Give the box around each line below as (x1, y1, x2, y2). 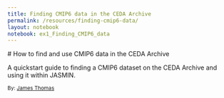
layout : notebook (7, 23, 59, 31)
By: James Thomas (7, 85, 55, 92)
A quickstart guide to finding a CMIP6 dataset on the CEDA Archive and (7, 63, 218, 72)
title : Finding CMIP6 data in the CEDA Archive (7, 10, 152, 18)
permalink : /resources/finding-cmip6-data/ (7, 17, 139, 24)
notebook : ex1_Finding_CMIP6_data (7, 30, 111, 38)
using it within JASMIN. (7, 71, 76, 80)
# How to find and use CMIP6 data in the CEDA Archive (7, 50, 170, 58)
